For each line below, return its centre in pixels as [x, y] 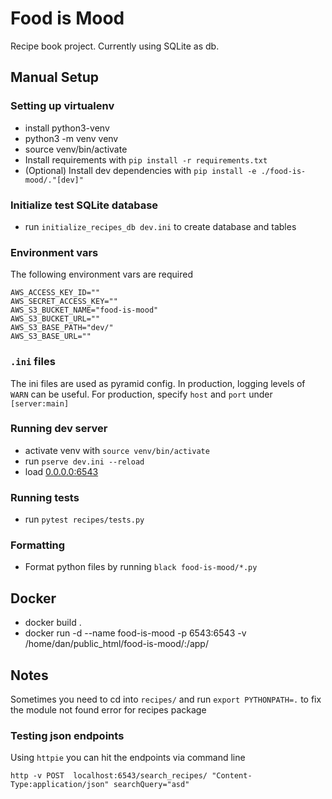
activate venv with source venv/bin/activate [117, 450]
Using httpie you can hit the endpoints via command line [128, 758]
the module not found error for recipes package [108, 710]
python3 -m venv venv [71, 138]
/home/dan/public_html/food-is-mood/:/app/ [116, 644]
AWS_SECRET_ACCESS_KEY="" [64, 302]
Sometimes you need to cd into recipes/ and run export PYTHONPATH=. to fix [166, 699]
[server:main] [40, 403]
